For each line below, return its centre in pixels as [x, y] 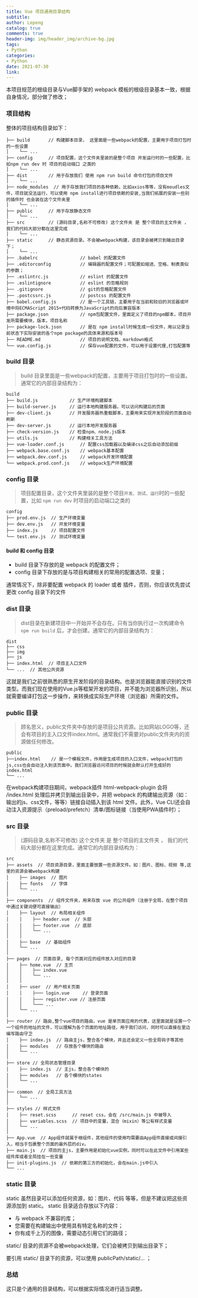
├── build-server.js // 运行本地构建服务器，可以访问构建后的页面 [86, 406]
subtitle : [18, 17]
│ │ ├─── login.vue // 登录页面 [57, 993]
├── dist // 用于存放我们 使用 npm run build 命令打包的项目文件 [90, 175]
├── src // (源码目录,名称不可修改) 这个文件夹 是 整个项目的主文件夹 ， [98, 222]
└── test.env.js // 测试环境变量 [46, 537]
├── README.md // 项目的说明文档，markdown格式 [80, 339]
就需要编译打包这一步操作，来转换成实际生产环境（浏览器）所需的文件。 [94, 696]
